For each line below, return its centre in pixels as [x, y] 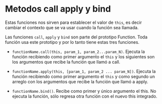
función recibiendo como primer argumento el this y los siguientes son [83, 56]
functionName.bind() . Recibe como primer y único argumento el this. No [84, 91]
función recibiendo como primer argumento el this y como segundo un [83, 76]
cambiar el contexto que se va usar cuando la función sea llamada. [72, 27]
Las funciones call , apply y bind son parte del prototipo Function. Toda [76, 37]
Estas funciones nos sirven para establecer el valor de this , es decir [73, 22]
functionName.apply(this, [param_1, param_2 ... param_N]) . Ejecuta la [84, 71]
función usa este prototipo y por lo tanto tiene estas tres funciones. [72, 42]
